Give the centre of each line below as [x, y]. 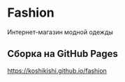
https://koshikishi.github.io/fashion [57, 70]
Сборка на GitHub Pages [63, 54]
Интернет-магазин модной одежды [60, 32]
